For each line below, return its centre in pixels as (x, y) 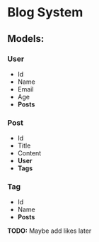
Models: (26, 39)
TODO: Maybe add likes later (49, 231)
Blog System (45, 12)
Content (29, 153)
